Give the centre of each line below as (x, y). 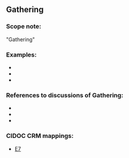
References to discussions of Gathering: (65, 95)
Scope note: (24, 27)
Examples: (21, 54)
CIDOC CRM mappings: (40, 136)
